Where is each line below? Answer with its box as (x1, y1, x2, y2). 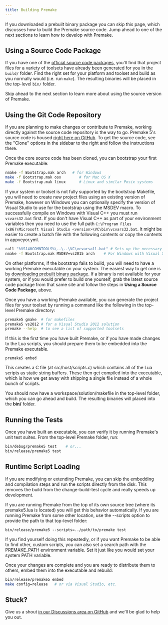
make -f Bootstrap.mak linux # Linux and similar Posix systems (5, 179, 153, 184)
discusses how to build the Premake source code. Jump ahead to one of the (5, 26, 162, 33)
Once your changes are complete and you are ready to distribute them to (5, 562, 155, 568)
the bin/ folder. (5, 401, 36, 407)
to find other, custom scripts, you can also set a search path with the (5, 541, 146, 548)
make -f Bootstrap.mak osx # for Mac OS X (5, 175, 111, 180)
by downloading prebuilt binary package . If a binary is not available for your (5, 271, 161, 277)
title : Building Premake (5, 7, 57, 13)
